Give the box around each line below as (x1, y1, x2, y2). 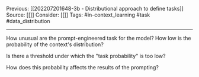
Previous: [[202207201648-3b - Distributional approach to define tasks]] (6, 5, 184, 12)
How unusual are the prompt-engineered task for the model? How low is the (6, 35, 191, 41)
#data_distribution (6, 18, 50, 24)
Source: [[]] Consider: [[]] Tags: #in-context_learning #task (6, 11, 150, 18)
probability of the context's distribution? (6, 41, 104, 48)
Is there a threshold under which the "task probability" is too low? (6, 53, 166, 59)
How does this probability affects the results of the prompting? (6, 64, 159, 70)
